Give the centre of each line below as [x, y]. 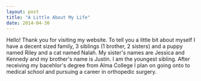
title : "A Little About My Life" [48, 17]
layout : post [23, 12]
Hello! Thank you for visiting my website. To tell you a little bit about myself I [101, 40]
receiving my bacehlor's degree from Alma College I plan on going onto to [98, 65]
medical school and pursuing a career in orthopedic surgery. [81, 72]
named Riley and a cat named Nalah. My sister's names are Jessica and [96, 53]
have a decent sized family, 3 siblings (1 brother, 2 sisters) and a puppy [94, 46]
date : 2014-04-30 [28, 23]
